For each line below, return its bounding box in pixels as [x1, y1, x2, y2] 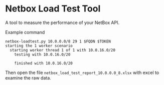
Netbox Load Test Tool [5, 3, 101, 14]
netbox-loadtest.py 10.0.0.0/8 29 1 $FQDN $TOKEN [5, 38, 111, 44]
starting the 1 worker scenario [5, 43, 73, 48]
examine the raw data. [5, 74, 51, 80]
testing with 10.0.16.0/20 [14, 52, 71, 57]
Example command [5, 29, 45, 35]
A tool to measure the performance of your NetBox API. [5, 19, 119, 25]
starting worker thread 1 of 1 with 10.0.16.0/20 [10, 47, 115, 52]
